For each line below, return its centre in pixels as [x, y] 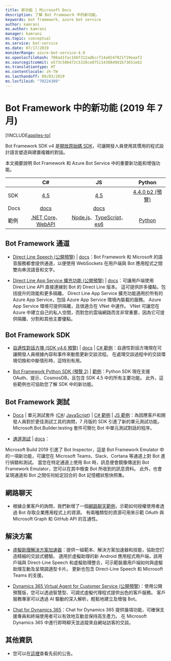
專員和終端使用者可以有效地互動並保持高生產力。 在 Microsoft [82, 616]
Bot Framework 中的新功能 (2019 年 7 [84, 108]
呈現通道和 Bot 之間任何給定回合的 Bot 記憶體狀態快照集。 [66, 475]
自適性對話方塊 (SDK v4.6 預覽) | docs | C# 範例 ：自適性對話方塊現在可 [87, 348]
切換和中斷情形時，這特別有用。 [51, 361]
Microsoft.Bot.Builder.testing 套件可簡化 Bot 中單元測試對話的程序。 [83, 428]
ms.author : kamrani [26, 29]
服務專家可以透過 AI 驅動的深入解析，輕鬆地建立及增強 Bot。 [76, 599]
